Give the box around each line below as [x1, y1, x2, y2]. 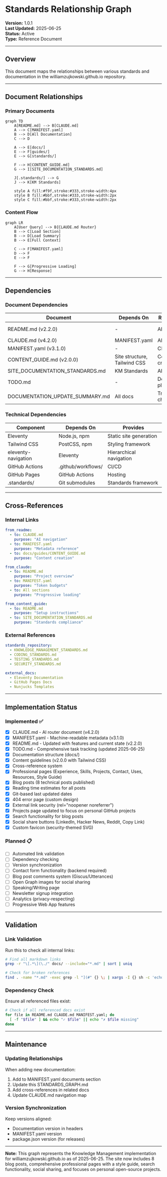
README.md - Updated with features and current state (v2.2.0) [12, 740, 143, 746]
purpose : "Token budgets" [14, 583, 68, 588]
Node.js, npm [58, 432, 90, 439]
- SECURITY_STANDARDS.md [9, 662, 61, 667]
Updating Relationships [5, 1055, 63, 1062]
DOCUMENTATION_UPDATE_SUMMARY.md [7, 393, 110, 400]
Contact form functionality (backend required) [12, 867, 107, 873]
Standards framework [107, 479, 159, 486]
